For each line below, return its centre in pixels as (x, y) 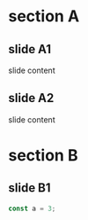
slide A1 (30, 49)
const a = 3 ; (32, 208)
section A (44, 16)
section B (43, 155)
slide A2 (31, 98)
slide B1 (29, 188)
